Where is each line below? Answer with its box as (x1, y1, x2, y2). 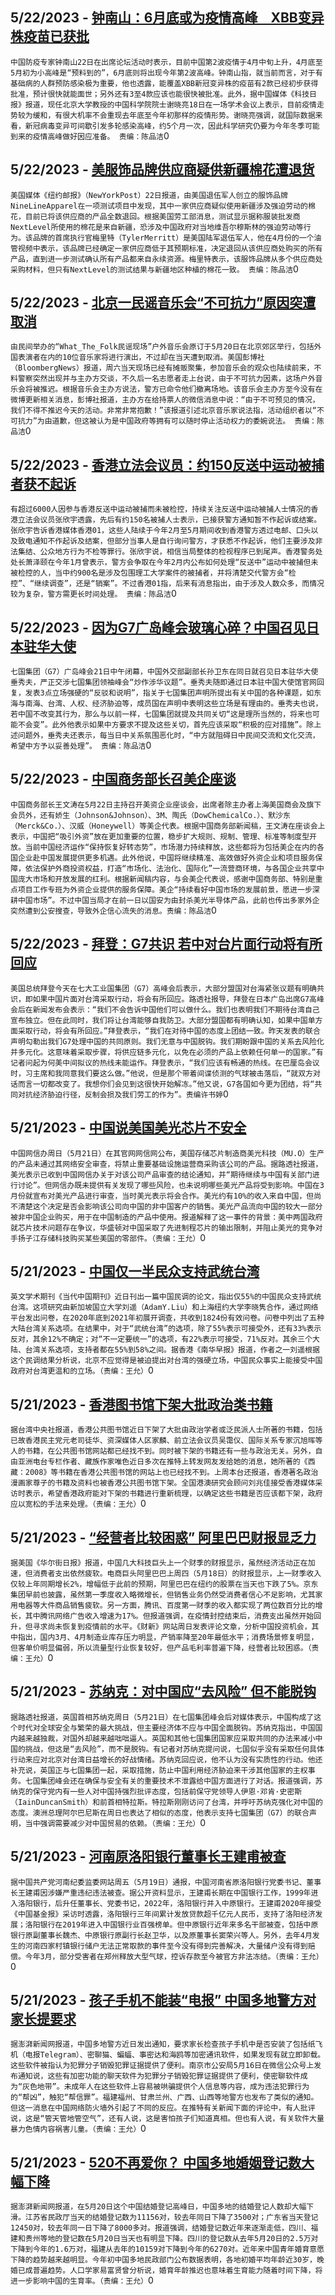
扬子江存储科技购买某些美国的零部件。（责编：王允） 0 (17, 1231, 207, 1243)
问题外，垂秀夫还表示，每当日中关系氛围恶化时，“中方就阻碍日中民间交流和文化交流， (17, 731, 320, 741)
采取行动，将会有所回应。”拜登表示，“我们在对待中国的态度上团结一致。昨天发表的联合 (17, 1026, 321, 1036)
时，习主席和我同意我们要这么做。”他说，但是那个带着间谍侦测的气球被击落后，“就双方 (10, 1068, 313, 1078)
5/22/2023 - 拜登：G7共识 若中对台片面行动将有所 (10, 936, 323, 953)
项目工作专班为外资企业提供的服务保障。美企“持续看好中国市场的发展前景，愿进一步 (17, 884, 313, 895)
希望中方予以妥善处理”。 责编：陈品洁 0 (10, 739, 152, 752)
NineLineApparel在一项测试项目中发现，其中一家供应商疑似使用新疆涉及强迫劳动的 (10, 201, 308, 211)
